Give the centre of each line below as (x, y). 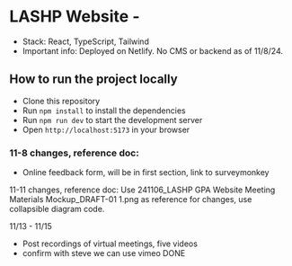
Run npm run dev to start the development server (112, 120)
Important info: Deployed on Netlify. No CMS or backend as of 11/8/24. (152, 50)
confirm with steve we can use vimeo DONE (104, 253)
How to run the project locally (93, 80)
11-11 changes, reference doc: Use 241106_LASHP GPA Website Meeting (142, 190)
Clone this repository (61, 101)
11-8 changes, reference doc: (74, 153)
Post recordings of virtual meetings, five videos (110, 244)
